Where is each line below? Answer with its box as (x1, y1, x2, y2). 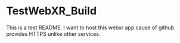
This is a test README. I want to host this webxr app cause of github (6, 24, 175, 31)
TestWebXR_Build (6, 4, 97, 18)
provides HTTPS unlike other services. (6, 30, 101, 37)
